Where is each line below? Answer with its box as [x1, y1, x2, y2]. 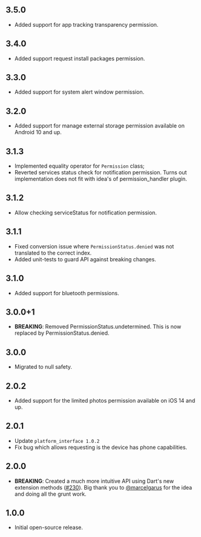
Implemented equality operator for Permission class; [14, 162, 145, 169]
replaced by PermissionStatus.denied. [14, 329, 110, 337]
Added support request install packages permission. [14, 55, 145, 62]
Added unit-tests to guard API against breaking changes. [14, 255, 157, 263]
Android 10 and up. [14, 129, 62, 136]
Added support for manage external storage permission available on [14, 122, 185, 129]
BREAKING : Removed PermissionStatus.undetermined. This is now [14, 323, 182, 330]
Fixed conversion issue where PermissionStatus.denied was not [14, 242, 174, 250]
